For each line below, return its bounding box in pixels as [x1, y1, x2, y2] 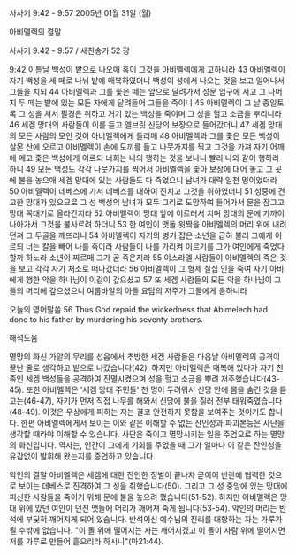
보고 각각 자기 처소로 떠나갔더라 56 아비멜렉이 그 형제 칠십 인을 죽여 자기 [18, 264, 268, 274]
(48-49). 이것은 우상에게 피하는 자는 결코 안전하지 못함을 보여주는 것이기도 [9, 406, 267, 417]
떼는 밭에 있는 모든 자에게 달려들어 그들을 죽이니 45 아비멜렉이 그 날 [27, 97, 261, 108]
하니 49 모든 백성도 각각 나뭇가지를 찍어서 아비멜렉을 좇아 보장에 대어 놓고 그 [9, 164, 274, 174]
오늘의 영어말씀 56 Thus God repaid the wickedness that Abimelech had [9, 304, 268, 314]
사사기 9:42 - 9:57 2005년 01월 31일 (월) [9, 8, 152, 18]
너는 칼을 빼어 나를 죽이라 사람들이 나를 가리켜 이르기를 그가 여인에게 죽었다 [25, 242, 285, 251]
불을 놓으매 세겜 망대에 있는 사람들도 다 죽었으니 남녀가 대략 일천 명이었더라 [18, 175, 278, 185]
